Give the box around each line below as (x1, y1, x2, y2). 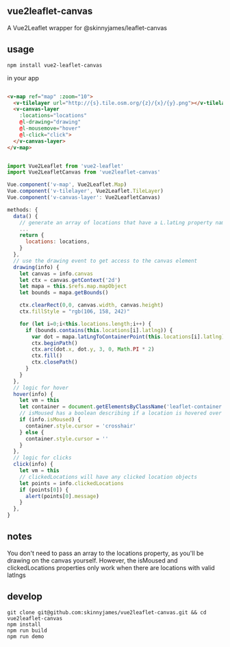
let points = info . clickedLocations (19, 480, 125, 486)
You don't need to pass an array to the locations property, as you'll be (7, 549, 204, 557)
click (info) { (13, 461, 53, 468)
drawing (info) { (13, 263, 60, 270)
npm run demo (7, 633, 44, 640)
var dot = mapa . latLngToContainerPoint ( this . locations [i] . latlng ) (31, 333, 225, 340)
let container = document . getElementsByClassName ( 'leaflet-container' (19, 403, 225, 410)
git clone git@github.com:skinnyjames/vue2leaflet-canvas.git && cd (7, 609, 207, 616)
